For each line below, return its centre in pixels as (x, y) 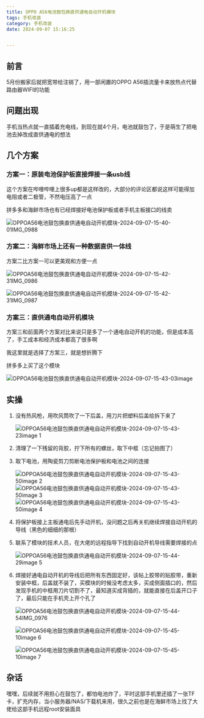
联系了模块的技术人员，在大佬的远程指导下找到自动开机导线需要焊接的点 (106, 542)
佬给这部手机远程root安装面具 (44, 709)
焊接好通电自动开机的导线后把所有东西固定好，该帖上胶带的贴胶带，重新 (106, 575)
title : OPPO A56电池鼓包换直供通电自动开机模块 (61, 12)
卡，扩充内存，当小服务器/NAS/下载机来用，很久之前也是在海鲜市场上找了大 (102, 701)
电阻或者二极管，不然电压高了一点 (49, 196)
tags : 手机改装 (24, 18)
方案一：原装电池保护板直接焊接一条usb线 (68, 174)
